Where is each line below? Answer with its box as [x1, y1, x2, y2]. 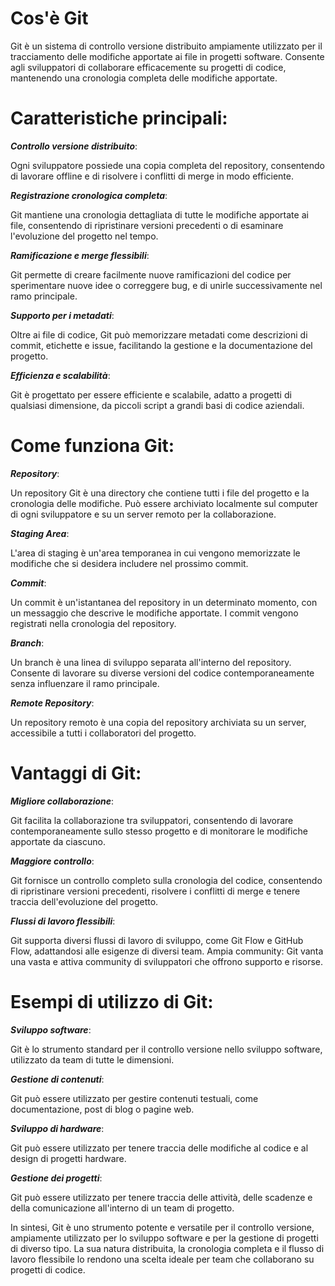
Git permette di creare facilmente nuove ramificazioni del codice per [10, 268, 292, 281]
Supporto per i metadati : [10, 309, 115, 321]
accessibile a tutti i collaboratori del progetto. [10, 727, 197, 739]
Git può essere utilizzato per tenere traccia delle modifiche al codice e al [10, 1142, 309, 1154]
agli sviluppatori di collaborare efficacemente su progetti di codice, [10, 61, 287, 73]
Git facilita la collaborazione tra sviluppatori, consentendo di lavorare [10, 814, 294, 826]
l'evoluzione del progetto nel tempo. [10, 230, 159, 242]
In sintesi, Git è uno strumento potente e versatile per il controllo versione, [10, 1221, 315, 1233]
